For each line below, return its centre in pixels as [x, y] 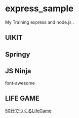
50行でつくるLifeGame [28, 111]
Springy [18, 54]
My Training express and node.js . [39, 22]
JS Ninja [18, 71]
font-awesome [20, 83]
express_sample [39, 9]
